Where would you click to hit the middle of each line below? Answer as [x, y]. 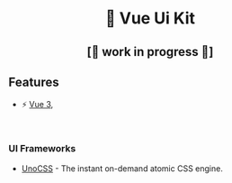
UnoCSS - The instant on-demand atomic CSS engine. [122, 168]
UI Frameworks [42, 149]
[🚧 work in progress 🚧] [150, 52]
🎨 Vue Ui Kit [150, 18]
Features [34, 82]
